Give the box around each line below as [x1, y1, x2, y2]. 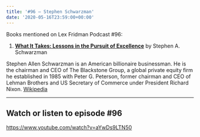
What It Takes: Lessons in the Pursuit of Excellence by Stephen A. [14, 42, 180, 49]
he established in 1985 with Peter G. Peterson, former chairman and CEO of [6, 73, 191, 80]
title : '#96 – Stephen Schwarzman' [6, 8, 95, 15]
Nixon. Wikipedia [6, 85, 48, 92]
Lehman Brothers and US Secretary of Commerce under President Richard [6, 79, 189, 86]
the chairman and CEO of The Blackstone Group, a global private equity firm [6, 66, 193, 73]
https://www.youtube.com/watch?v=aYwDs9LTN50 [6, 124, 132, 131]
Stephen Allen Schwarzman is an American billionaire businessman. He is [6, 60, 186, 67]
